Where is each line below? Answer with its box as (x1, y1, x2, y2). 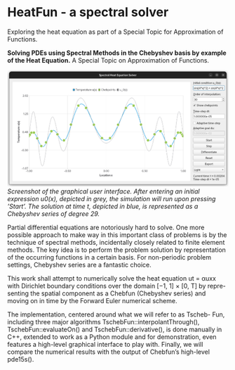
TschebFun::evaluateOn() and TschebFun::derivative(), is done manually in (7, 325, 222, 333)
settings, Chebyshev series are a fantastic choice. (7, 261, 152, 269)
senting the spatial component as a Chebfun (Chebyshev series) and (7, 289, 206, 298)
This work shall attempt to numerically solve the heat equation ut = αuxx (7, 274, 216, 282)
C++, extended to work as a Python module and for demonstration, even (7, 333, 217, 341)
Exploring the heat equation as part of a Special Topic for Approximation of (7, 27, 224, 36)
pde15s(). (7, 355, 34, 363)
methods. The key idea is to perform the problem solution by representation (7, 245, 227, 254)
